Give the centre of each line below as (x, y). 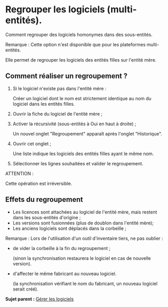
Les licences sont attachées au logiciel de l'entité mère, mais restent (85, 212)
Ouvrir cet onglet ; (32, 143)
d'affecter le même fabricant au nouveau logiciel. (65, 274)
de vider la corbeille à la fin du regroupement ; (61, 248)
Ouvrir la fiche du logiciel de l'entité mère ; (58, 113)
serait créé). (25, 289)
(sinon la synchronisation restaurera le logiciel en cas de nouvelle (82, 258)
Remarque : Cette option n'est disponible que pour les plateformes (76, 44)
